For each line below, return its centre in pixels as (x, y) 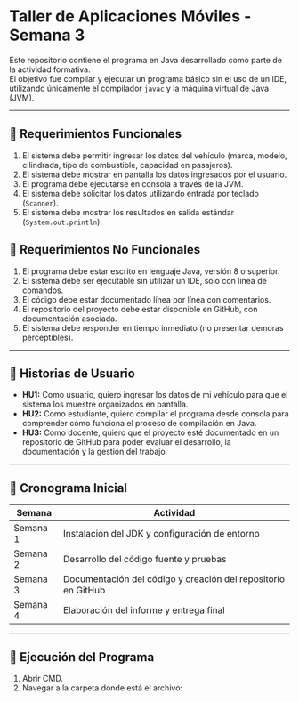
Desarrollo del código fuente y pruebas (145, 560)
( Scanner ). (40, 203)
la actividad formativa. (50, 69)
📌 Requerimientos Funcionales (96, 134)
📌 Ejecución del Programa (82, 657)
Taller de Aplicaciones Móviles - (130, 16)
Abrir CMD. (43, 678)
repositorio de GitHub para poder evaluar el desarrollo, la (126, 442)
